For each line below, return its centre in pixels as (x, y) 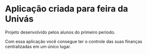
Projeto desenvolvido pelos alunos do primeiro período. (60, 32)
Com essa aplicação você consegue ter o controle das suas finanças (74, 41)
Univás (19, 19)
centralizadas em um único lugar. (38, 46)
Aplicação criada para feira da (66, 9)
